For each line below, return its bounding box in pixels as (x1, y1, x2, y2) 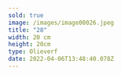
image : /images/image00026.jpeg (8, 19, 114, 27)
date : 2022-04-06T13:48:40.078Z (8, 55, 114, 63)
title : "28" (8, 26, 47, 34)
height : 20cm (8, 41, 51, 48)
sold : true (8, 11, 44, 20)
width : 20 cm (8, 33, 51, 41)
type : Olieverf (8, 48, 58, 55)
